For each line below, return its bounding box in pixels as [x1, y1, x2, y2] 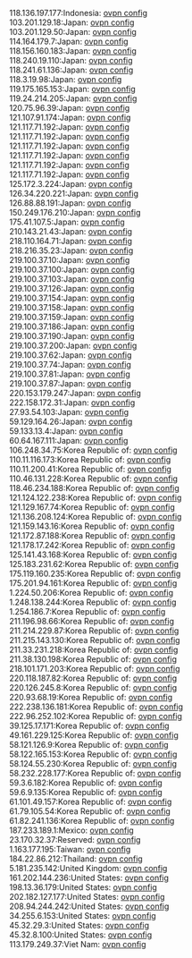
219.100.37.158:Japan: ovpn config [9, 302, 135, 312]
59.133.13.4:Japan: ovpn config [9, 426, 123, 437]
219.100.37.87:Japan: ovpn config [9, 378, 131, 388]
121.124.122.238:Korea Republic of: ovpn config [9, 492, 182, 503]
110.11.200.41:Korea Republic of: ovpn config [9, 464, 172, 474]
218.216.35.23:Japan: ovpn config [9, 245, 134, 256]
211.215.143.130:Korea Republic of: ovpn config [9, 635, 180, 645]
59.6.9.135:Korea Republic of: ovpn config [9, 787, 163, 797]
